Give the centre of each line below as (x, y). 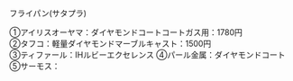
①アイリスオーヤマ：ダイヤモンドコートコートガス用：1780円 (126, 32)
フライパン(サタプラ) (48, 13)
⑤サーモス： (35, 66)
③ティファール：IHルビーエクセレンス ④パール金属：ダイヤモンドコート (147, 55)
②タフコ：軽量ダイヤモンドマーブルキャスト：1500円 (110, 44)
